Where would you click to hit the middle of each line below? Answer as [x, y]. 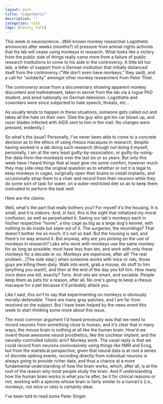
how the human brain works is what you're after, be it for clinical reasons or [81, 376]
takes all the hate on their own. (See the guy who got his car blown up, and [80, 117]
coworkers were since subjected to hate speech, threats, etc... [67, 103]
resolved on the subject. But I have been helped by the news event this [76, 305]
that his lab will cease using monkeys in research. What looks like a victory [80, 52]
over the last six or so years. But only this [106, 158]
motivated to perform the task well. [40, 189]
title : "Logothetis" [26, 14]
